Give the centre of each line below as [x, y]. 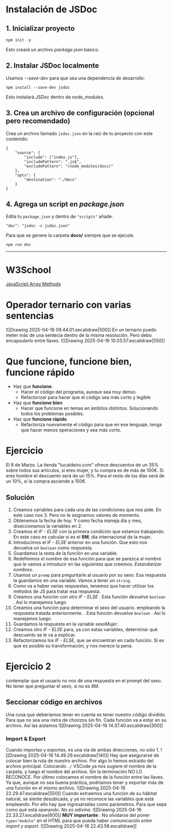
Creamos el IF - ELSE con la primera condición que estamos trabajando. [89, 531]
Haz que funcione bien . [38, 403]
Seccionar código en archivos [54, 702]
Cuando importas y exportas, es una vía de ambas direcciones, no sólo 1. [83, 750]
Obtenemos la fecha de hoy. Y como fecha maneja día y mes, [78, 520]
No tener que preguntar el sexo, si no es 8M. [53, 686]
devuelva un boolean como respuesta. [53, 548]
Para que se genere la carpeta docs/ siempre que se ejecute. [70, 235]
